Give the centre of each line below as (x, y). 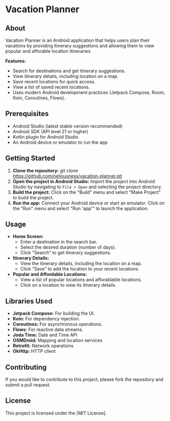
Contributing (26, 367)
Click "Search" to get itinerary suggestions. (66, 253)
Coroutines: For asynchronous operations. (58, 324)
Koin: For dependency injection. (46, 319)
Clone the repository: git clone (45, 170)
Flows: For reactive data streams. (48, 329)
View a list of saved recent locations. (51, 87)
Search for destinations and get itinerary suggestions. (69, 71)
